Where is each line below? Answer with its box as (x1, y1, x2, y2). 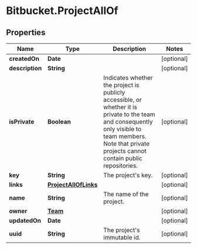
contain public (103, 154, 142, 162)
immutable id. (103, 233, 141, 241)
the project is (103, 81, 140, 89)
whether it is (103, 103, 138, 111)
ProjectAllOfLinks (47, 180, 98, 189)
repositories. (103, 162, 138, 169)
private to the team (103, 110, 155, 118)
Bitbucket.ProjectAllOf (6, 4, 118, 18)
